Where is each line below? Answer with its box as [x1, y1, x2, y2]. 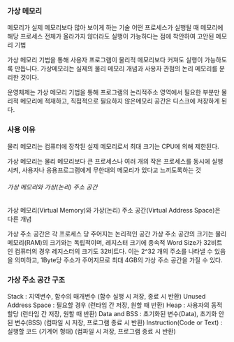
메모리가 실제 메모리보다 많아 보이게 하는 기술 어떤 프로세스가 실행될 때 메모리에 [7, 23, 224, 32]
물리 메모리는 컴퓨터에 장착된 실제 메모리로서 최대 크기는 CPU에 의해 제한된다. [7, 142, 220, 150]
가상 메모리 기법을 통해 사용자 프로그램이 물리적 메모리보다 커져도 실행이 [7, 56, 203, 64]
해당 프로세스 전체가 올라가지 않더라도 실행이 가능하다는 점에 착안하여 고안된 [7, 32, 214, 41]
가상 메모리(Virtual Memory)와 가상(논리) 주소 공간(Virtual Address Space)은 [7, 206, 221, 214]
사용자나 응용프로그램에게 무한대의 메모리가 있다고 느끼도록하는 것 [22, 166, 201, 174]
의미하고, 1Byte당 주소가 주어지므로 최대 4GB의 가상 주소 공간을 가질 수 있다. [14, 255, 224, 264]
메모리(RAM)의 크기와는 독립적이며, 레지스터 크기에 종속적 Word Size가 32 [7, 238, 212, 246]
